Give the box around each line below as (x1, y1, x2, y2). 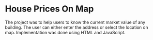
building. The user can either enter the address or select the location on (5, 24, 149, 30)
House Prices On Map (5, 3, 94, 14)
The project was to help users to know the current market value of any (5, 19, 146, 25)
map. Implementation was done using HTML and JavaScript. (5, 29, 126, 35)
